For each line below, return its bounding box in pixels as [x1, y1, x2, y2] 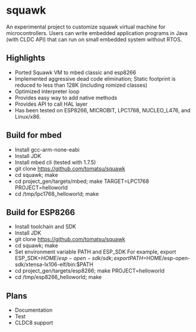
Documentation [14, 306, 53, 314]
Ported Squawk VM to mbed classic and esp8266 [14, 69, 137, 76]
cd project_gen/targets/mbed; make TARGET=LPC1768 [14, 178, 150, 185]
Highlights [6, 53, 46, 63]
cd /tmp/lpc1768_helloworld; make [14, 190, 99, 197]
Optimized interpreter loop [14, 87, 80, 95]
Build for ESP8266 [6, 207, 75, 217]
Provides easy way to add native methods [14, 94, 118, 101]
